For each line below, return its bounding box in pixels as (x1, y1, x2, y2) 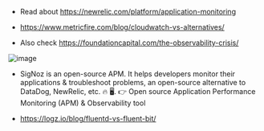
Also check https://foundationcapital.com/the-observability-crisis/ (19, 38, 239, 47)
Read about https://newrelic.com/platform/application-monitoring (19, 7, 237, 16)
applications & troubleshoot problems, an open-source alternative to (19, 78, 246, 87)
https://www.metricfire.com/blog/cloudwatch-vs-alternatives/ (19, 23, 225, 31)
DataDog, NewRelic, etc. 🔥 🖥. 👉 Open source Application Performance (19, 87, 256, 96)
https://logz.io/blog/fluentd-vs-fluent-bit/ (19, 114, 156, 123)
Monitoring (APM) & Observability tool (19, 98, 146, 108)
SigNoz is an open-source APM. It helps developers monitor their (19, 69, 235, 79)
